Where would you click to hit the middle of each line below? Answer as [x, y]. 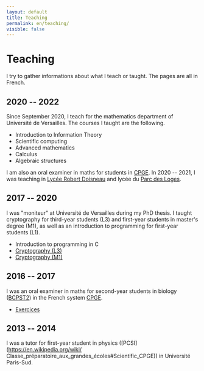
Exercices [27, 309]
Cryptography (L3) [38, 250]
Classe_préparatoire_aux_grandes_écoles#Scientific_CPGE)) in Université [98, 356]
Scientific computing [41, 141]
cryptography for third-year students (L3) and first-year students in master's [102, 219]
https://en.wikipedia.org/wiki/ [45, 350]
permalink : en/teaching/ [38, 23]
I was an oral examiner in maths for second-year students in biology [92, 291]
